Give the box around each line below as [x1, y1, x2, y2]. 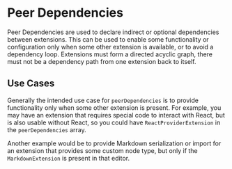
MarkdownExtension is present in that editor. [7, 154, 130, 162]
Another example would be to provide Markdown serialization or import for [7, 139, 222, 147]
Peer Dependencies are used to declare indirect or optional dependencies [7, 28, 219, 36]
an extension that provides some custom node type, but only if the [7, 146, 198, 154]
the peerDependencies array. [7, 125, 87, 134]
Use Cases [7, 78, 55, 90]
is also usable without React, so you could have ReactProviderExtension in [7, 118, 221, 127]
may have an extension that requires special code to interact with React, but [7, 111, 225, 119]
